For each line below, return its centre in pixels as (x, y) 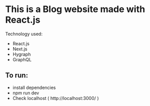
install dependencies (34, 87)
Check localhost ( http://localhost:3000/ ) (56, 98)
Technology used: (24, 34)
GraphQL (22, 59)
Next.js (20, 49)
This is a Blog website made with (75, 9)
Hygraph (22, 54)
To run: (17, 76)
